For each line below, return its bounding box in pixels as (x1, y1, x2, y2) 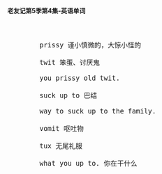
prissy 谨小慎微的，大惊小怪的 (39, 41, 142, 50)
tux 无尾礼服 (39, 142, 82, 151)
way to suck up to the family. (39, 107, 156, 116)
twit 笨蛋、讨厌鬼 (39, 58, 100, 68)
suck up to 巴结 (39, 91, 98, 100)
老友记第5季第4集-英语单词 (7, 6, 86, 15)
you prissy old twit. (39, 74, 120, 83)
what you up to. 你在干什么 (39, 159, 138, 168)
